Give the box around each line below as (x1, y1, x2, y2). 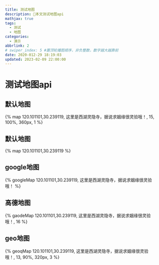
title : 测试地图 (5, 7, 35, 12)
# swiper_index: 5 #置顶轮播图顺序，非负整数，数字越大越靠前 (5, 48, 119, 53)
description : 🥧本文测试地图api (5, 12, 64, 17)
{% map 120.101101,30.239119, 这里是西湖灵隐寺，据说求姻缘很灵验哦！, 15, (5, 114, 155, 120)
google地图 (5, 163, 40, 172)
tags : (5, 20, 16, 26)
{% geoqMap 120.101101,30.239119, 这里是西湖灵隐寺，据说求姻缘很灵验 (5, 248, 149, 254)
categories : (5, 35, 29, 39)
